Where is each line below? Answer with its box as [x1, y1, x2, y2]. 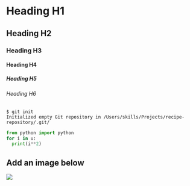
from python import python [6, 129, 74, 136]
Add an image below [6, 158, 84, 168]
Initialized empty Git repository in [6, 114, 101, 120]
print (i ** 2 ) [11, 141, 42, 147]
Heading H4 [6, 61, 37, 69]
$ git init [6, 108, 34, 115]
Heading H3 [6, 46, 42, 55]
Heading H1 [6, 4, 65, 18]
